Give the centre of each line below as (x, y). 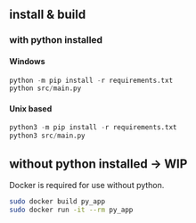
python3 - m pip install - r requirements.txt (93, 128)
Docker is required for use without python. (87, 186)
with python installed (56, 40)
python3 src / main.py (48, 136)
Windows (27, 61)
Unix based (31, 108)
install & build (48, 15)
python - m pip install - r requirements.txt (91, 80)
